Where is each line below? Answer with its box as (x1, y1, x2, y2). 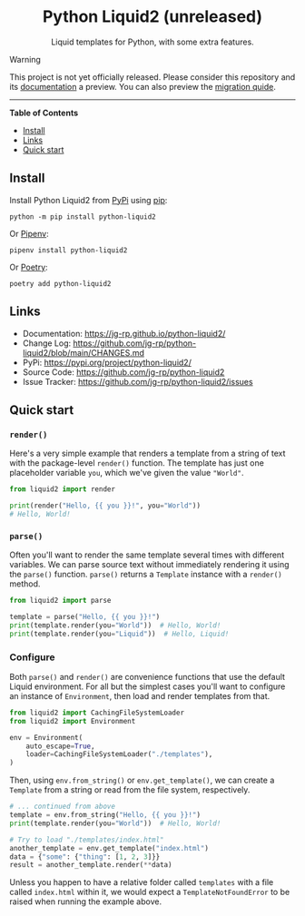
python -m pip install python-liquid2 (9, 212, 156, 222)
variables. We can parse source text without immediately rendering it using (9, 559, 290, 570)
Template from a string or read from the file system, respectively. (9, 784, 251, 795)
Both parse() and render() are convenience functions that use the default (9, 671, 286, 682)
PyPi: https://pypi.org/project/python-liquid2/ (22, 357, 192, 368)
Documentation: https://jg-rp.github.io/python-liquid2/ (22, 328, 226, 339)
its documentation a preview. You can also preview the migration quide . (9, 81, 277, 92)
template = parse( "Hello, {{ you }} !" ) (9, 613, 161, 622)
